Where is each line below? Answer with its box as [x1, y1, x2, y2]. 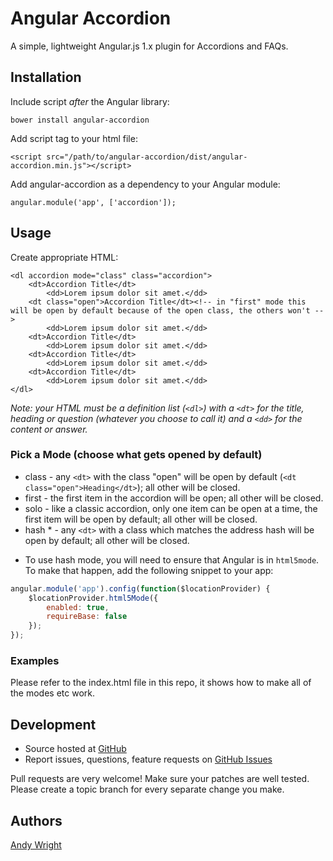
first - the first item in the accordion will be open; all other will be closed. [24, 492, 324, 504]
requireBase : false [46, 612, 128, 622]
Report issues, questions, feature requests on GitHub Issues [24, 753, 273, 766]
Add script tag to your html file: [10, 132, 138, 144]
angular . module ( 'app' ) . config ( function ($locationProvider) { [10, 583, 271, 594]
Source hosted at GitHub [24, 743, 127, 755]
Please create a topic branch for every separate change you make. [10, 783, 285, 796]
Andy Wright [10, 839, 62, 851]
